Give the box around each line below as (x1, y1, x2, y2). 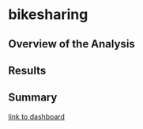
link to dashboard (8, 112, 66, 121)
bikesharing (8, 6, 88, 24)
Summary (8, 91, 58, 104)
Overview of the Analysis (8, 37, 136, 51)
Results (8, 63, 47, 77)
